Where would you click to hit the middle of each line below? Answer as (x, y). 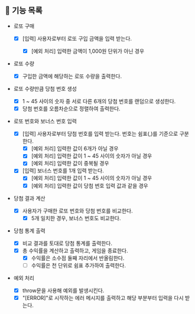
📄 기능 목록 (24, 11)
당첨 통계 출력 (29, 230)
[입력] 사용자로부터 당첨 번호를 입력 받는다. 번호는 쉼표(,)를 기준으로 (100, 134)
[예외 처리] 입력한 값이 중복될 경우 (70, 163)
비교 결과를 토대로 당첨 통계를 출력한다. (67, 243)
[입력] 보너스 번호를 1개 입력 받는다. (63, 171)
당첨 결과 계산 (29, 198)
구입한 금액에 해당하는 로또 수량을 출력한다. (72, 76)
